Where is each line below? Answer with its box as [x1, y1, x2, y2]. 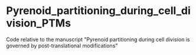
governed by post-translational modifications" [6, 42, 118, 49]
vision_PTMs [6, 16, 71, 30]
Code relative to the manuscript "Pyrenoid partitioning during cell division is [6, 36, 190, 43]
